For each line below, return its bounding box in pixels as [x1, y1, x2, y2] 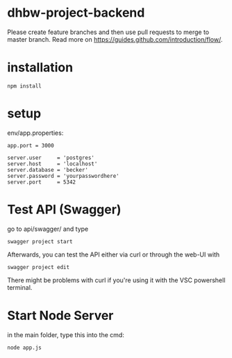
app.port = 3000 [7, 142, 54, 149]
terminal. [7, 283, 33, 291]
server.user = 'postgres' [7, 154, 95, 161]
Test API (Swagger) [7, 202, 122, 217]
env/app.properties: [7, 129, 64, 137]
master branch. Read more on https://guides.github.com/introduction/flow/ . [7, 35, 223, 43]
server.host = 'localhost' [7, 160, 98, 168]
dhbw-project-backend [7, 5, 145, 21]
